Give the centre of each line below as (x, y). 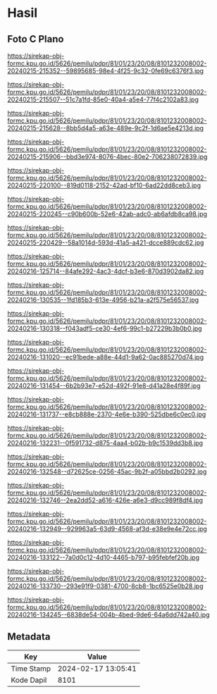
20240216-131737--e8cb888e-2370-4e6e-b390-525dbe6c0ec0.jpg (107, 414)
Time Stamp (31, 669)
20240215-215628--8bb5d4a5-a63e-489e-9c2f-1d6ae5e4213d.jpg (106, 128)
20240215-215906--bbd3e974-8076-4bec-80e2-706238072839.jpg (107, 157)
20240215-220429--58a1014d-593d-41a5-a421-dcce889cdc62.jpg (106, 242)
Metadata (29, 637)
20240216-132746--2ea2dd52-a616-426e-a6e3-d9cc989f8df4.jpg (105, 500)
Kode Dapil (29, 680)
